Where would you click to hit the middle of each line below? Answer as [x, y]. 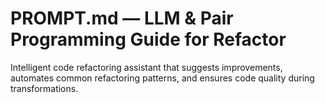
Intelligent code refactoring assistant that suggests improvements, [146, 67]
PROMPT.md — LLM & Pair [122, 18]
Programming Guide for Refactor [148, 39]
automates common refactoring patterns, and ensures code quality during [162, 78]
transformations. [44, 88]
